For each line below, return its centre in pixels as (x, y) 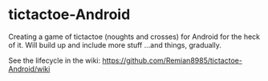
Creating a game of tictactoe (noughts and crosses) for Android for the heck (134, 37)
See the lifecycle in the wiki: (55, 60)
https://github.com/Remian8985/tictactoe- (173, 60)
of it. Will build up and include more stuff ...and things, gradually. (115, 44)
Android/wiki (29, 68)
